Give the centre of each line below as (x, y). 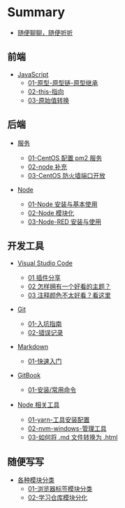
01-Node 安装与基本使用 (62, 204)
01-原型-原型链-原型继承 (63, 82)
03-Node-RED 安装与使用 (65, 222)
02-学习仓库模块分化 (58, 497)
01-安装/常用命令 (52, 390)
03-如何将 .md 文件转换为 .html (73, 438)
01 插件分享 (44, 278)
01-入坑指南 (45, 324)
